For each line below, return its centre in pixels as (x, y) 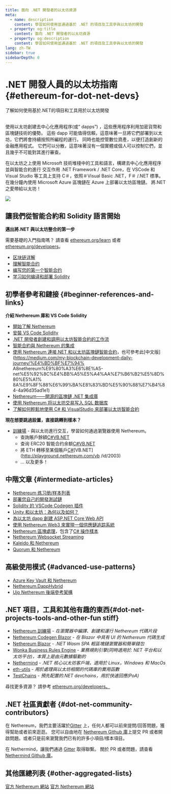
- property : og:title (33, 29)
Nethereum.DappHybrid (38, 586)
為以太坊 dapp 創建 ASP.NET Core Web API (58, 518)
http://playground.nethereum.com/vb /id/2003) (72, 456)
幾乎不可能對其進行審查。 (36, 152)
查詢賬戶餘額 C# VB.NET (45, 437)
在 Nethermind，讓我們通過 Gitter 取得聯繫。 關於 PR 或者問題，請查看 (79, 749)
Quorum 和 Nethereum (36, 549)
